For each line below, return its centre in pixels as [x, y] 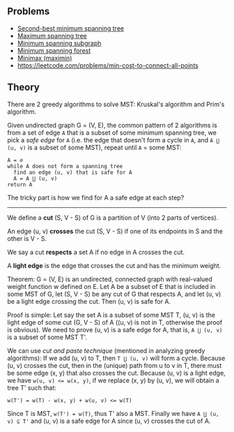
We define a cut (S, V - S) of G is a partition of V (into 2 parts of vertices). [113, 217]
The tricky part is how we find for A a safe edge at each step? [96, 198]
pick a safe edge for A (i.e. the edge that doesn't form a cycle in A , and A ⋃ [114, 140]
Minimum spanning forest [54, 50]
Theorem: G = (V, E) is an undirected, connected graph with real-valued [110, 279]
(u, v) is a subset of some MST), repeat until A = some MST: [94, 147]
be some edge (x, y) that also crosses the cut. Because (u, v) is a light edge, [117, 373]
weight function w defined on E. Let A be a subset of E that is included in [111, 286]
